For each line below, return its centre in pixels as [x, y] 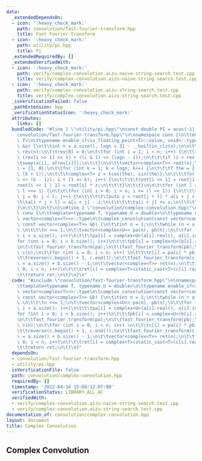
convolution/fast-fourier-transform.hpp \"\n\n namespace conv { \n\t [103, 135]
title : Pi [29, 51]
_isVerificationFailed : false [49, 101]
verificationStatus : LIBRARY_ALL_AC [57, 392]
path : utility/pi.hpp [44, 46]
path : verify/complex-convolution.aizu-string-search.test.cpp [98, 90]
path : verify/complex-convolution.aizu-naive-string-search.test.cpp [106, 73]
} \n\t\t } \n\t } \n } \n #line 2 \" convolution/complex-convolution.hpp [102, 208]
